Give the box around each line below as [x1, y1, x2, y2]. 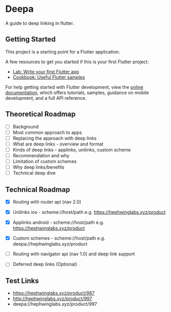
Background [12, 123, 39, 130]
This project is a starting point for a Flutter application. [5, 48, 120, 54]
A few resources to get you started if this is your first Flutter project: [5, 59, 149, 65]
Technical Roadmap [5, 185, 70, 194]
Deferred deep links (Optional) [12, 261, 78, 267]
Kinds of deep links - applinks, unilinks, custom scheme [12, 146, 131, 153]
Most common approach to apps [12, 129, 82, 135]
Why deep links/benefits [12, 164, 65, 170]
